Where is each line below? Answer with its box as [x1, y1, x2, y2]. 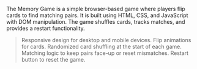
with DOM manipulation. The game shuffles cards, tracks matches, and [6, 18, 185, 25]
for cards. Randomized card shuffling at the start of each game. [21, 43, 182, 50]
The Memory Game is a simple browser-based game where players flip [6, 5, 185, 12]
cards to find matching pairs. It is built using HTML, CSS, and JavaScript [6, 12, 188, 19]
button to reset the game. [21, 56, 86, 63]
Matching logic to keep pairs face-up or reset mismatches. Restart [21, 49, 188, 57]
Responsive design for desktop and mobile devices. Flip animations [21, 37, 191, 43]
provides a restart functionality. [6, 24, 86, 32]
